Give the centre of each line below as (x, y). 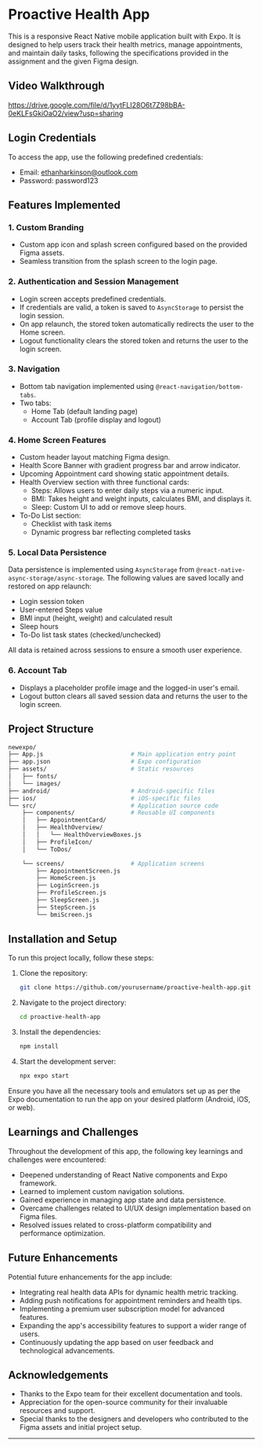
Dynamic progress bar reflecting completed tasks (111, 533)
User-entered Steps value (61, 610)
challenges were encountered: (57, 1159)
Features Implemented (65, 205)
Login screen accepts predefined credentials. (93, 299)
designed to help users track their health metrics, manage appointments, (125, 44)
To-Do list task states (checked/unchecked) (90, 635)
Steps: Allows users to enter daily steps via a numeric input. (128, 491)
